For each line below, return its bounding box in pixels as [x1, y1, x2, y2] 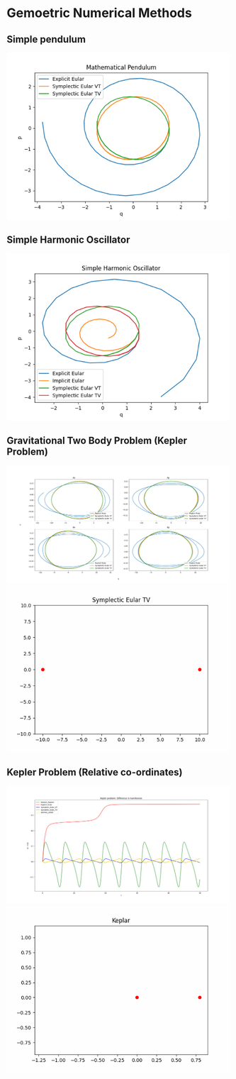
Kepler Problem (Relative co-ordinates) [6, 766, 183, 778]
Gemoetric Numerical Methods [6, 5, 192, 21]
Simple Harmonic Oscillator [6, 234, 130, 246]
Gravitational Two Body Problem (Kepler [6, 435, 188, 447]
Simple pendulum [6, 33, 86, 45]
